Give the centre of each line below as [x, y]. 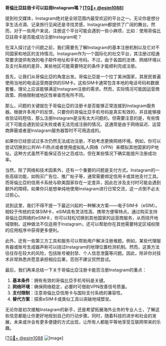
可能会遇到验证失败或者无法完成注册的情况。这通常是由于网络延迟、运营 [87, 124]
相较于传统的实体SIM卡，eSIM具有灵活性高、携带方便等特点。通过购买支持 [81, 212]
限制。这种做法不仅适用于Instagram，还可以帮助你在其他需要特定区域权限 [84, 224]
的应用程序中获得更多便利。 [33, 230]
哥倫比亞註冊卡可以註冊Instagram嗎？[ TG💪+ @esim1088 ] [64, 8]
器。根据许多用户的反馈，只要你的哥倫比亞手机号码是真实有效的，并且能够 [81, 112]
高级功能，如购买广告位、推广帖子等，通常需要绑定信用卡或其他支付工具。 [85, 176]
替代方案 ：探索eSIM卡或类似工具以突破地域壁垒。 [63, 299]
